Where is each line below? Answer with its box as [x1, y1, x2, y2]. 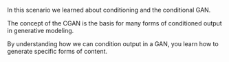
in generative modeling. [7, 27, 74, 34]
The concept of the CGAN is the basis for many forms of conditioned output [7, 19, 222, 27]
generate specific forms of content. [7, 48, 108, 55]
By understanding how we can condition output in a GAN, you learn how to [7, 40, 219, 48]
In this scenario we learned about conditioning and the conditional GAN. [7, 6, 211, 14]
